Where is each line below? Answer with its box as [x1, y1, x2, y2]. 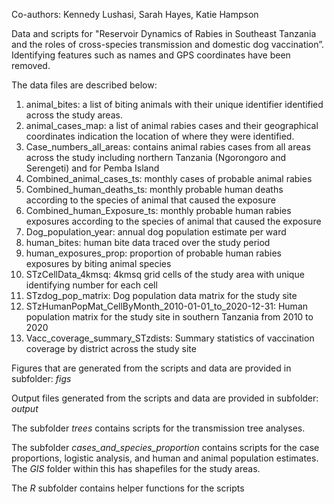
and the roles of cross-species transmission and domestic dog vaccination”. [11, 39, 325, 50]
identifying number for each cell [25, 279, 158, 291]
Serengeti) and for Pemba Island [25, 162, 160, 174]
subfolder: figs [11, 373, 72, 384]
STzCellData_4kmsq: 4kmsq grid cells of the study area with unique [25, 269, 305, 280]
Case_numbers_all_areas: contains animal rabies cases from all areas [25, 141, 311, 153]
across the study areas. [25, 109, 123, 121]
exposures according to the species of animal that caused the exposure [25, 215, 322, 227]
